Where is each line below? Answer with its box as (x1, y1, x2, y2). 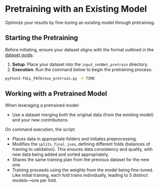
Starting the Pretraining (5, 34, 78, 42)
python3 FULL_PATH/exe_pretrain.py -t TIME (5, 76, 95, 81)
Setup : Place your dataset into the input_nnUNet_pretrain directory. (12, 61, 149, 67)
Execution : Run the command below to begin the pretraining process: (12, 66, 153, 72)
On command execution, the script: (5, 126, 76, 132)
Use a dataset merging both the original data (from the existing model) (12, 112, 154, 118)
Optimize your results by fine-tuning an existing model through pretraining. (5, 20, 155, 25)
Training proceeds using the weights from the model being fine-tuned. (12, 167, 154, 173)
